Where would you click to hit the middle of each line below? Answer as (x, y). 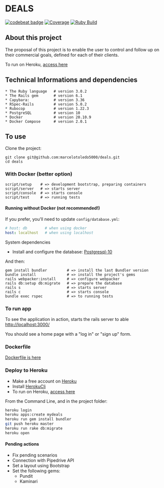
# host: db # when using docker (46, 228)
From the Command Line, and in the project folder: (56, 401)
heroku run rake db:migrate (34, 429)
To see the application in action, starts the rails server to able (67, 319)
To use (16, 136)
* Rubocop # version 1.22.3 (47, 108)
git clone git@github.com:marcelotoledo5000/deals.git (63, 157)
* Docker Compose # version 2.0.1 (46, 121)
